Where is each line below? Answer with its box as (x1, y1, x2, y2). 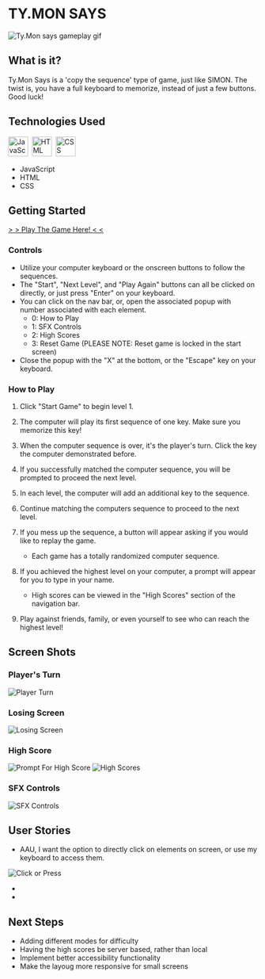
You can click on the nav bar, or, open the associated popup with (19, 296, 232, 306)
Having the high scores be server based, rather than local (19, 945, 208, 954)
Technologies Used (8, 115, 105, 128)
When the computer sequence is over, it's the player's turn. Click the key (19, 441, 257, 450)
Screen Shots (8, 645, 77, 659)
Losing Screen (8, 707, 65, 718)
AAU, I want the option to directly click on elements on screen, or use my (19, 845, 258, 855)
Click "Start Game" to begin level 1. (19, 401, 134, 411)
